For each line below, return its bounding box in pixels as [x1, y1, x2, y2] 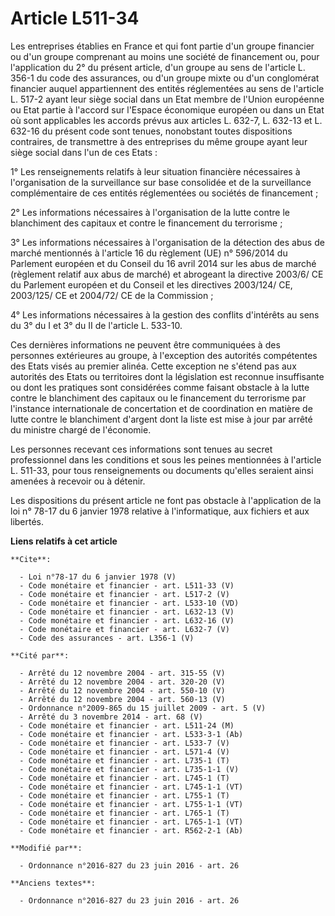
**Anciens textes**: [10, 878, 97, 888]
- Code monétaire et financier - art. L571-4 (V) [19, 747, 230, 757]
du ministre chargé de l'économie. [10, 423, 152, 436]
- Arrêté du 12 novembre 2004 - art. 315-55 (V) [19, 668, 226, 678]
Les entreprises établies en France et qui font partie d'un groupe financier [10, 40, 315, 52]
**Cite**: [10, 554, 52, 564]
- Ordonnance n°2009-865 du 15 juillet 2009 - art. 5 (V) [19, 703, 267, 713]
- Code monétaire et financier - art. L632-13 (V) [19, 607, 235, 617]
